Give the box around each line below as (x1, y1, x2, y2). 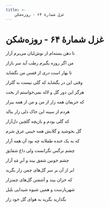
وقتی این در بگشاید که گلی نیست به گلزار (6, 79, 83, 85)
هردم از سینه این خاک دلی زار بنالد (6, 109, 70, 115)
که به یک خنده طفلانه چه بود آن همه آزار (6, 138, 80, 144)
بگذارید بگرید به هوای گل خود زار (6, 196, 67, 202)
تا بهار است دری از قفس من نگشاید (6, 70, 72, 76)
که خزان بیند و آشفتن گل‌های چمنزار (6, 177, 72, 183)
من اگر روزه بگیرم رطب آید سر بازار (6, 60, 74, 66)
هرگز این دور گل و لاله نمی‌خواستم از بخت (6, 89, 84, 95)
